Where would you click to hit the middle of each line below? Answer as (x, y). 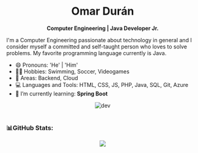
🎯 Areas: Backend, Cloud (46, 78)
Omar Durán (103, 11)
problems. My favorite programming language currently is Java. (86, 53)
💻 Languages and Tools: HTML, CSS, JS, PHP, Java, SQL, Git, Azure (101, 84)
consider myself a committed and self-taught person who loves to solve (97, 47)
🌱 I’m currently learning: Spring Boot (61, 94)
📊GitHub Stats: (30, 128)
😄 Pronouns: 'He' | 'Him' (46, 65)
